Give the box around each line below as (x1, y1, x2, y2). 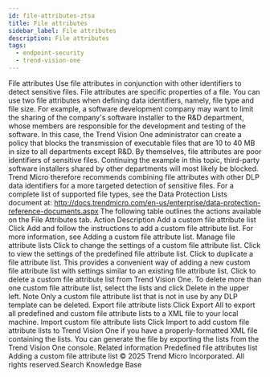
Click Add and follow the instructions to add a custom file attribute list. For (8, 223, 254, 233)
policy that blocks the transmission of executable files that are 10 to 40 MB (8, 138, 256, 148)
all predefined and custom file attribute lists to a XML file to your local (8, 308, 239, 318)
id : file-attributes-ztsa (8, 11, 95, 20)
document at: (8, 197, 52, 207)
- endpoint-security (15, 49, 84, 57)
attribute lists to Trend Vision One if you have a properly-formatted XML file (8, 326, 258, 335)
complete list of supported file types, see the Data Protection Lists (8, 189, 227, 199)
